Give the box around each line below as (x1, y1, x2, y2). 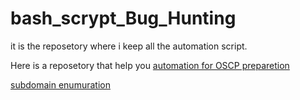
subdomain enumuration (10, 78, 111, 91)
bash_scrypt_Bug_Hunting (10, 7, 237, 30)
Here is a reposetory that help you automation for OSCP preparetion (10, 59, 290, 71)
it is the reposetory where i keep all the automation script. (10, 40, 248, 52)
